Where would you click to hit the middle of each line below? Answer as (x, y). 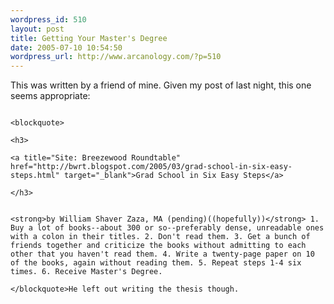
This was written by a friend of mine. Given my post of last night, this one (161, 85)
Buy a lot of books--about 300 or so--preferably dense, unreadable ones (167, 228)
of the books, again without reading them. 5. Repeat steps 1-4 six (156, 263)
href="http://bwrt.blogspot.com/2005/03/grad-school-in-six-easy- (151, 167)
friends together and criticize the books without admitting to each (158, 246)
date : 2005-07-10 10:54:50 (66, 47)
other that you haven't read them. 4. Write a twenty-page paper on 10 (162, 254)
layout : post (37, 29)
